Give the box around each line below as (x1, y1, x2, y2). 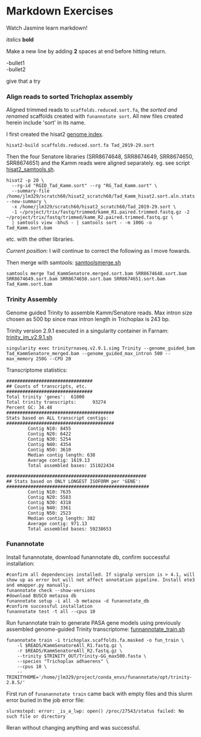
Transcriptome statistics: (6, 366, 68, 374)
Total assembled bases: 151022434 (28, 462, 114, 468)
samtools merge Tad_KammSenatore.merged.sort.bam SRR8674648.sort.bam (6, 270, 187, 277)
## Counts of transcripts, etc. (6, 383, 87, 389)
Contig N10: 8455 (28, 426, 71, 432)
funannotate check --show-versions (6, 587, 96, 593)
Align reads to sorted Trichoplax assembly (6, 92, 134, 101)
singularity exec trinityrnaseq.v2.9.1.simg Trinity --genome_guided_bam (6, 345, 196, 351)
